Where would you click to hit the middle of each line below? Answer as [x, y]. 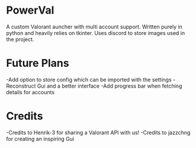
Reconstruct [21, 86]
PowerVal [30, 10]
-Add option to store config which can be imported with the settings [89, 79]
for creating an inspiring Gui [40, 139]
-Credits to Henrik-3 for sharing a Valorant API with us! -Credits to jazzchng [98, 132]
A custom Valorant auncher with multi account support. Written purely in [94, 27]
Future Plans [38, 63]
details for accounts [30, 92]
